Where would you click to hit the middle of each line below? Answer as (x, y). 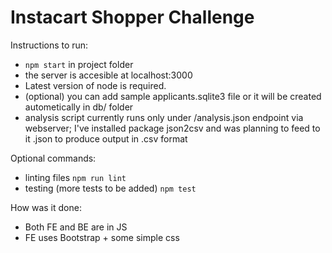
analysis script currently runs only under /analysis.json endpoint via (164, 117)
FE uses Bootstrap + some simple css (102, 237)
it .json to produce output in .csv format (106, 138)
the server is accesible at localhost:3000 (108, 75)
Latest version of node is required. (95, 85)
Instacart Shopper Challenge (132, 17)
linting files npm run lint (75, 177)
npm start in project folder (79, 64)
